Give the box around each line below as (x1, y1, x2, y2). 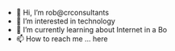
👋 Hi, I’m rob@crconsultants (15, 8, 110, 17)
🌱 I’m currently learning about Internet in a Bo (15, 25, 168, 34)
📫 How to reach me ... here (15, 34, 108, 44)
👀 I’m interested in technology (15, 16, 115, 26)
